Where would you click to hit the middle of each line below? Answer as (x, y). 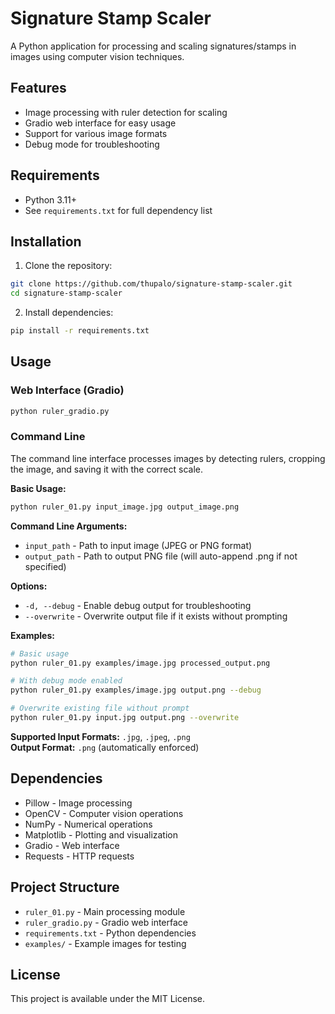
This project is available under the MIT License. (108, 999)
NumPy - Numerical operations (88, 824)
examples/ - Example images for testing (105, 943)
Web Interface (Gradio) (67, 390)
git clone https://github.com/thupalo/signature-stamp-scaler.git (151, 284)
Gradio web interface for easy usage (100, 123)
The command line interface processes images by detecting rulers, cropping (168, 458)
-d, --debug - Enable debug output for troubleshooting (138, 605)
